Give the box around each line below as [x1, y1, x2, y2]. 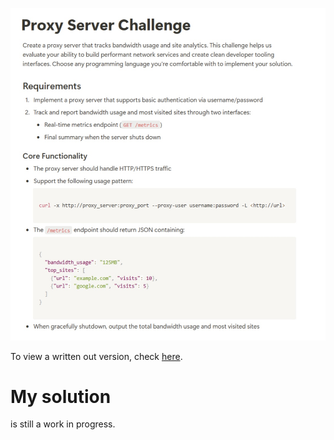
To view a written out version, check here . [10, 350, 183, 362]
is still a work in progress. [10, 418, 116, 430]
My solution [10, 385, 112, 408]
